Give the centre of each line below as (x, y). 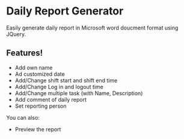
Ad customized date (40, 74)
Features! (25, 53)
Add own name (34, 67)
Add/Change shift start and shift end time (66, 80)
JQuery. (16, 34)
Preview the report (38, 129)
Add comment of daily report (51, 99)
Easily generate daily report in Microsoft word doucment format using (92, 28)
